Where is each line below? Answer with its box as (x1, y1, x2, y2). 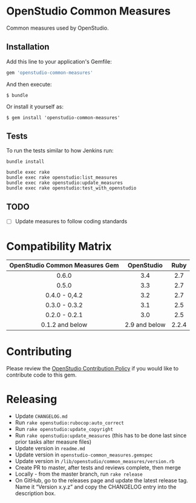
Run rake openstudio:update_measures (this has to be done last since (15, 432, 187, 439)
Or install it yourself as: (6, 103, 64, 110)
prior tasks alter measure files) (15, 438, 92, 445)
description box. (15, 490, 56, 497)
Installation (6, 42, 50, 52)
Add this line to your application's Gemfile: (6, 58, 112, 65)
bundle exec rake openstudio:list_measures (6, 174, 118, 181)
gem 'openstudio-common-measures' (6, 70, 94, 76)
